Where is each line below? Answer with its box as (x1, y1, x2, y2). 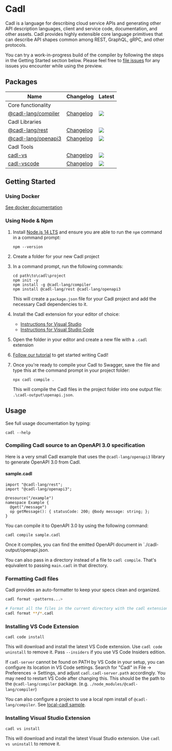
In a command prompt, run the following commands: (12, 263, 124, 269)
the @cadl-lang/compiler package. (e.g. (5, 681, 89, 687)
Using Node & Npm (5, 217, 53, 224)
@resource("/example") (5, 496, 54, 501)
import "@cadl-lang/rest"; (5, 482, 63, 488)
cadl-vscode (8, 160, 39, 167)
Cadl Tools (8, 143, 34, 150)
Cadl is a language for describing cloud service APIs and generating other (5, 20, 161, 26)
